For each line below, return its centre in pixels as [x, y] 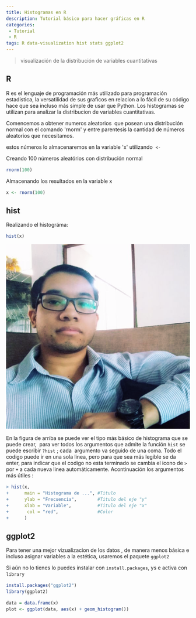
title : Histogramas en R [36, 12]
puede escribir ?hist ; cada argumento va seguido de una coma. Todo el [94, 450]
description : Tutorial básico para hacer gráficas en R [75, 18]
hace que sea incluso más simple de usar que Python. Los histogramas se [95, 105]
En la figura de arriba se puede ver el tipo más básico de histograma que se [97, 438]
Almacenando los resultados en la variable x [59, 181]
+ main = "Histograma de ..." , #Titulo [61, 493]
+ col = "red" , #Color [60, 512]
